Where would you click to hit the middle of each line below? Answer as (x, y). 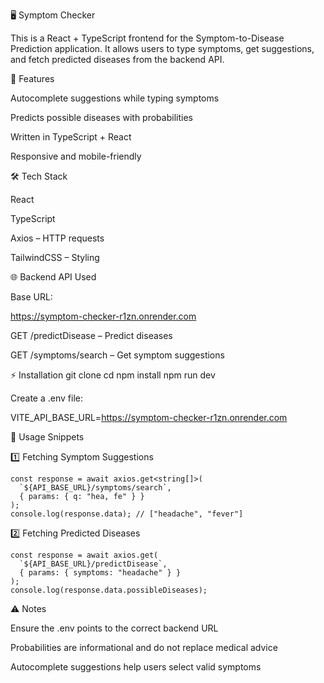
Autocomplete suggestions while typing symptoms (115, 98)
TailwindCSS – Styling (55, 257)
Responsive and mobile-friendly (76, 156)
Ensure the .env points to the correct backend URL (114, 628)
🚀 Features (32, 78)
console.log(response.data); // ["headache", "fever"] (127, 514)
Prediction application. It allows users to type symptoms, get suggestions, (162, 48)
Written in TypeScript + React (71, 137)
